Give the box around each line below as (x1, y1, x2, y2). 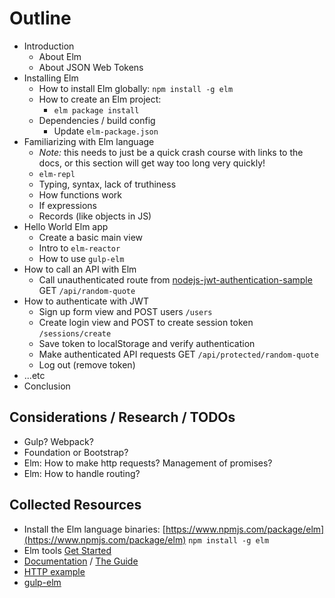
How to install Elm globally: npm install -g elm (38, 82, 234, 94)
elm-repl (38, 169, 76, 179)
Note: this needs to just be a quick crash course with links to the (38, 146, 304, 158)
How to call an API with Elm (23, 263, 137, 275)
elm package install (53, 105, 140, 116)
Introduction (23, 40, 75, 52)
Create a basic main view (38, 231, 143, 243)
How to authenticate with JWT (23, 295, 149, 307)
